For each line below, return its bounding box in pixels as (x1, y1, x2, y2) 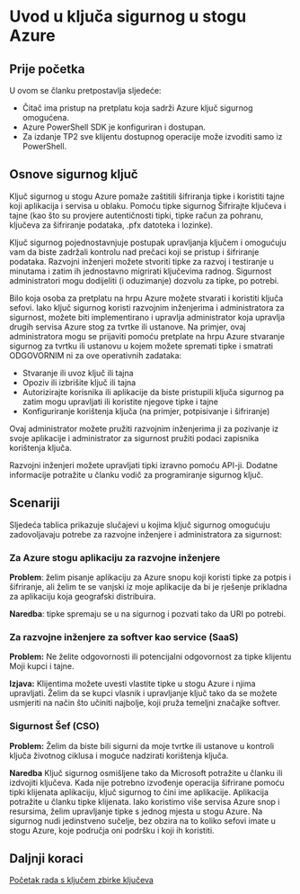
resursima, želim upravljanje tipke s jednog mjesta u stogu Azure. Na (9, 806, 263, 817)
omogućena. (22, 113, 70, 122)
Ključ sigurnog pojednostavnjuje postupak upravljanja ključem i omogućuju (9, 237, 287, 248)
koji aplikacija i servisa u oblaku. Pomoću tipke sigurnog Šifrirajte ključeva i (9, 200, 287, 211)
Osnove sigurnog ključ (9, 167, 138, 182)
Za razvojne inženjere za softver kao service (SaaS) (9, 630, 239, 643)
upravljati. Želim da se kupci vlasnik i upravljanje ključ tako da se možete (9, 688, 278, 699)
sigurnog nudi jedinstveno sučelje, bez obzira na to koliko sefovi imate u (9, 815, 277, 826)
